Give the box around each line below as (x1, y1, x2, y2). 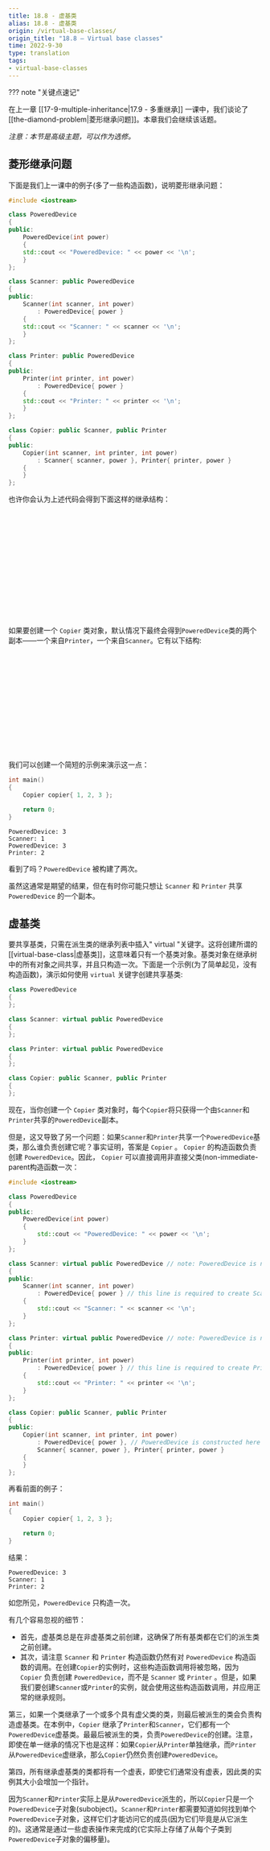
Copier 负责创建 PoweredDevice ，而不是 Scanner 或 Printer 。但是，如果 (19, 1672, 257, 1682)
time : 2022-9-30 (8, 42, 63, 50)
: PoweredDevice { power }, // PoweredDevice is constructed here (37, 1438, 261, 1446)
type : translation (8, 49, 70, 57)
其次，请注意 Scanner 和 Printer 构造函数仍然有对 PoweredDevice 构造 (19, 1651, 249, 1662)
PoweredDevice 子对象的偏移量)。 (8, 1834, 115, 1844)
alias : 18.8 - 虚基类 (8, 19, 77, 27)
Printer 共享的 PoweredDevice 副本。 (8, 1115, 123, 1124)
